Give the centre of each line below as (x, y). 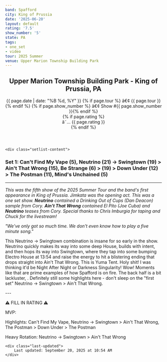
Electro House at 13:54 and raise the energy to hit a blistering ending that (80, 257)
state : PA (15, 38)
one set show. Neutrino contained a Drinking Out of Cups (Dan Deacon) (79, 200)
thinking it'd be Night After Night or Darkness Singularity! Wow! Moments (80, 268)
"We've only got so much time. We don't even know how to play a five (77, 226)
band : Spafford (21, 10)
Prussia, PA (83, 89)
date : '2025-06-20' (25, 19)
